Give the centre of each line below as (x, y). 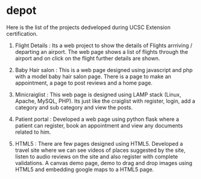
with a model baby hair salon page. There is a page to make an (93, 76)
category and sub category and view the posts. (74, 107)
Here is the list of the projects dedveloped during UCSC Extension (88, 27)
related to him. (33, 132)
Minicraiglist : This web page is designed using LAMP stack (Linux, (98, 94)
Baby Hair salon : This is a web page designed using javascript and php (104, 70)
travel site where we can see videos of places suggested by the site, (100, 150)
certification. (22, 33)
